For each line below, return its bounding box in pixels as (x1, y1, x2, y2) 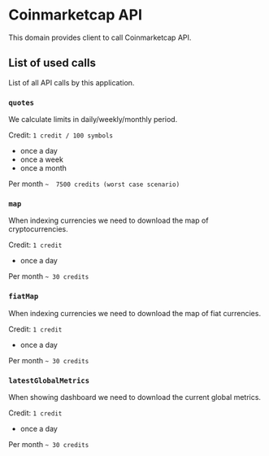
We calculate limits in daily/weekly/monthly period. (8, 115, 178, 124)
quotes (8, 98, 35, 107)
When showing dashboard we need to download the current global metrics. (8, 392, 262, 402)
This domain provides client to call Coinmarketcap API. (8, 33, 192, 42)
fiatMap (8, 292, 39, 302)
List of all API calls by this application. (8, 77, 135, 87)
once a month (20, 163, 67, 173)
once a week (20, 154, 63, 164)
